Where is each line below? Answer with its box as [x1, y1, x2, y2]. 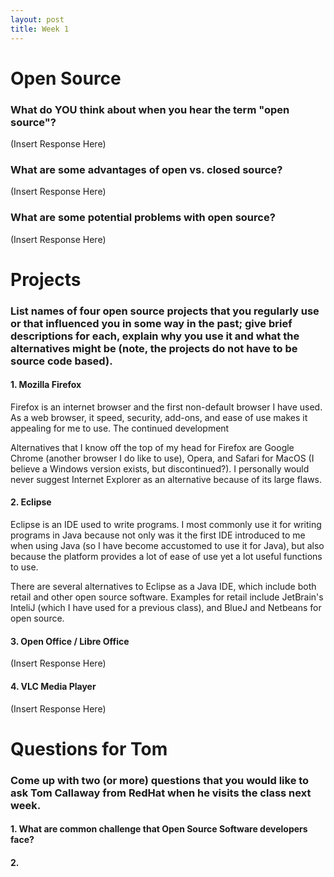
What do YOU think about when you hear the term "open [10, 102, 290, 116]
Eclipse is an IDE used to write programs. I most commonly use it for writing [10, 519, 322, 531]
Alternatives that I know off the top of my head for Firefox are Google [10, 441, 295, 453]
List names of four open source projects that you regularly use [10, 304, 320, 318]
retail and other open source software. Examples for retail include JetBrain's [10, 591, 324, 603]
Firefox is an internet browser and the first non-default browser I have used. [10, 401, 323, 413]
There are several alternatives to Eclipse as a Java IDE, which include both [10, 581, 317, 593]
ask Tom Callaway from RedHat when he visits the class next [10, 786, 312, 800]
